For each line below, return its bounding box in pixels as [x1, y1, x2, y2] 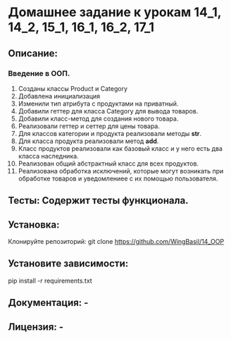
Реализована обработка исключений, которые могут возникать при [18, 166, 224, 175]
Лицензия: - [8, 321, 64, 333]
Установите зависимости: [8, 258, 129, 270]
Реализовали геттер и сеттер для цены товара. [18, 121, 161, 130]
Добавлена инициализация [18, 92, 101, 100]
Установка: [8, 218, 60, 230]
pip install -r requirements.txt [8, 276, 92, 285]
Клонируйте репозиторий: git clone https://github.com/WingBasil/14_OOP [8, 238, 225, 246]
